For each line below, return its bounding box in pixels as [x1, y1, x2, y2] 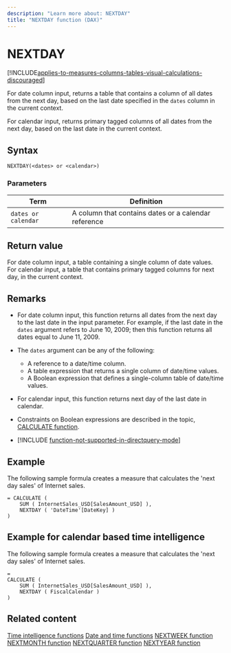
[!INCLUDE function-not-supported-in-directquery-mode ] [16, 436, 181, 444]
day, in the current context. [7, 273, 84, 281]
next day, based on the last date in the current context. [7, 124, 163, 133]
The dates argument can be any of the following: [16, 346, 155, 355]
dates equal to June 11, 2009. [16, 333, 100, 341]
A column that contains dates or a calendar [71, 208, 211, 217]
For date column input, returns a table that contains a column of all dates [7, 89, 213, 98]
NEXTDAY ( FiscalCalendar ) [19, 588, 100, 595]
